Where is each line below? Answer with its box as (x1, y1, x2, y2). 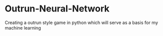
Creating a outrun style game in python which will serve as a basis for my (5, 19, 158, 25)
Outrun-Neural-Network (5, 3, 110, 14)
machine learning (5, 24, 41, 30)
